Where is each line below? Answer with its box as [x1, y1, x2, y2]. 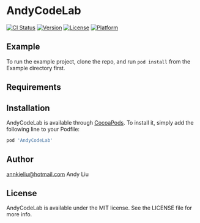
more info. [6, 211, 32, 218]
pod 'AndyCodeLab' [6, 137, 53, 144]
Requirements [6, 82, 61, 92]
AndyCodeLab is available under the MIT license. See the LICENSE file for [6, 204, 193, 211]
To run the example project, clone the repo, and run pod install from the [6, 57, 191, 65]
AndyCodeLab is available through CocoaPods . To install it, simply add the [6, 119, 194, 126]
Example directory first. [6, 64, 65, 71]
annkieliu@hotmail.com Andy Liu [6, 170, 89, 178]
